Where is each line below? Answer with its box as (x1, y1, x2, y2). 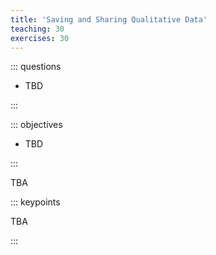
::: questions (10, 61, 62, 73)
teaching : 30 (10, 24, 65, 34)
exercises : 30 (10, 33, 70, 43)
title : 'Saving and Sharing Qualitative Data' (10, 14, 208, 25)
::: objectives (10, 119, 63, 131)
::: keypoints (10, 196, 61, 208)
